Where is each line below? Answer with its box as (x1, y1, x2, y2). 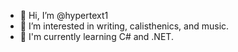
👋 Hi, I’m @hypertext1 (19, 10, 109, 21)
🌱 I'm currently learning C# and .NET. (19, 31, 174, 42)
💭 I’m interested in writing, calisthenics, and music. (19, 20, 230, 32)
